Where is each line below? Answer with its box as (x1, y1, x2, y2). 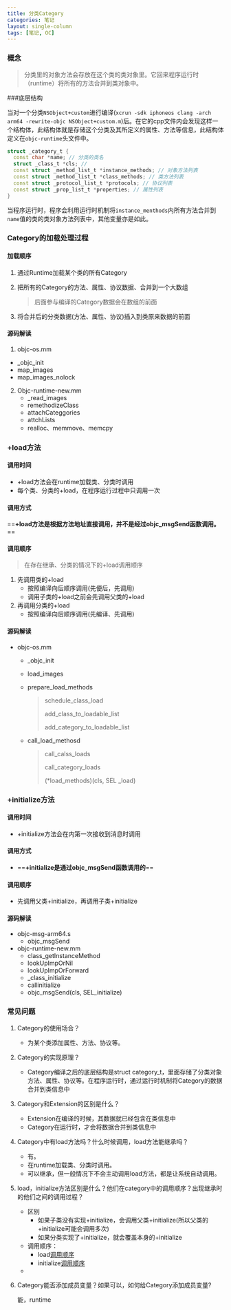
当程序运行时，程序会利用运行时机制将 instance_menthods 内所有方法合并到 (7, 206, 217, 214)
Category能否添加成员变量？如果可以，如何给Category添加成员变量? (16, 1280, 212, 1289)
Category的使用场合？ (16, 1023, 80, 1032)
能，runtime (16, 1296, 52, 1304)
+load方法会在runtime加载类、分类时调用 (16, 478, 134, 486)
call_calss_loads (44, 749, 91, 758)
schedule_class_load (44, 696, 104, 705)
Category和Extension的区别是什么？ (16, 1099, 120, 1108)
